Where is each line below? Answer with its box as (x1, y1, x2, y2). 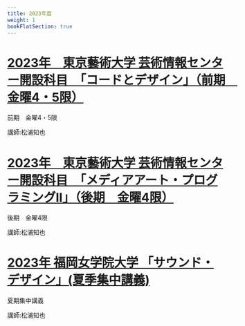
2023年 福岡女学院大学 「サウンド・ (7, 255, 215, 271)
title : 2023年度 (7, 10, 52, 17)
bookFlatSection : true (7, 23, 73, 30)
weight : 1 (7, 17, 36, 23)
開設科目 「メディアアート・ (19, 172, 182, 188)
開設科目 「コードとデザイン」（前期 (19, 72, 226, 88)
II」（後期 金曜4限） (55, 189, 174, 205)
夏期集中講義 (7, 296, 44, 305)
